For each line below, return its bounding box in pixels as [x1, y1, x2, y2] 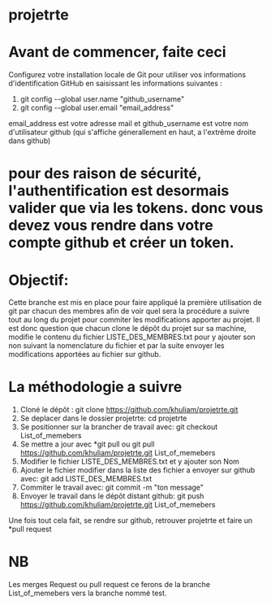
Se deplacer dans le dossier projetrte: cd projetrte [19, 413, 187, 424]
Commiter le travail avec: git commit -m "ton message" [19, 482, 204, 493]
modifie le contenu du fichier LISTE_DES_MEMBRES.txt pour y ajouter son [8, 332, 256, 342]
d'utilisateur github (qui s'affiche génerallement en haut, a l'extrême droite [8, 128, 256, 137]
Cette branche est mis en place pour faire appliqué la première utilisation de [8, 298, 262, 307]
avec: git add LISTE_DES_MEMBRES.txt [19, 474, 153, 484]
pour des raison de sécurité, [8, 164, 202, 183]
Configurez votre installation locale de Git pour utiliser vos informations [8, 70, 246, 80]
